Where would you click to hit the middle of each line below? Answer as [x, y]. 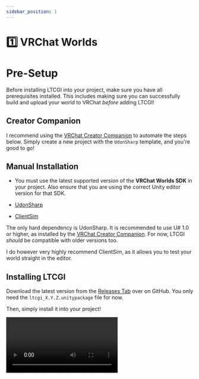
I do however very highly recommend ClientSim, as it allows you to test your [99, 252]
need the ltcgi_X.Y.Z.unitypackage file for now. [65, 298]
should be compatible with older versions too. [62, 240]
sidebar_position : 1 [32, 12]
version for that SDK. [40, 193]
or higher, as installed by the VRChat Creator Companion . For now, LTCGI [96, 234]
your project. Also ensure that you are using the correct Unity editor [98, 187]
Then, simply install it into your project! [53, 309]
